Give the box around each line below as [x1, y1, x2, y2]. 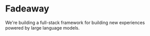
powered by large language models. [5, 24, 80, 30]
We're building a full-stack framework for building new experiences [5, 19, 145, 25]
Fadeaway [5, 3, 49, 14]
